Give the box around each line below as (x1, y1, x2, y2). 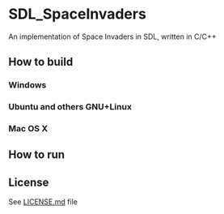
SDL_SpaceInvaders (8, 5, 147, 24)
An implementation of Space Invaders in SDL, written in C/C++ (8, 32, 217, 41)
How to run (8, 148, 66, 162)
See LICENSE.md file (8, 197, 78, 207)
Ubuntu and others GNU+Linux (8, 101, 132, 113)
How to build (8, 55, 74, 69)
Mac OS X (8, 123, 49, 135)
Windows (8, 79, 47, 91)
